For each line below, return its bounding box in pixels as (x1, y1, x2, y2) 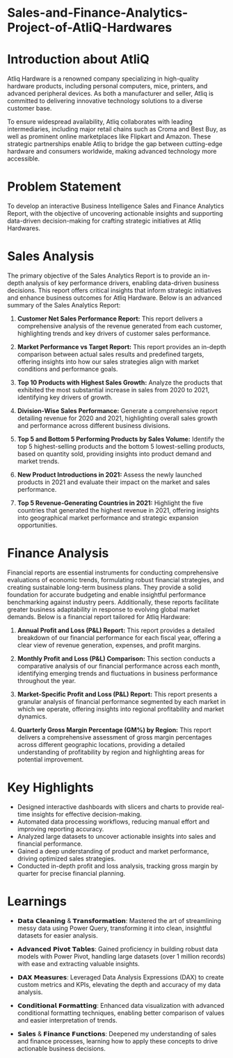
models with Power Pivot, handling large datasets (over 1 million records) (17, 952, 226, 961)
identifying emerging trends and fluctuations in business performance (17, 669, 218, 678)
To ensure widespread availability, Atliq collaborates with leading (7, 118, 193, 126)
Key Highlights (7, 780, 94, 796)
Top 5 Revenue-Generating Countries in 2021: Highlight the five (17, 499, 204, 507)
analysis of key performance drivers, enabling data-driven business (25, 279, 220, 287)
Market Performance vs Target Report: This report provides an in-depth (17, 343, 227, 351)
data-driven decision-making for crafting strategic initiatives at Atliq (7, 217, 201, 225)
